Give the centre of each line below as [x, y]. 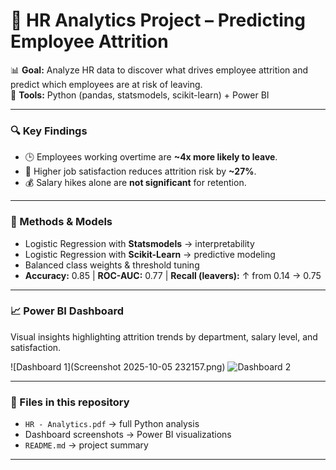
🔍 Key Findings [49, 131]
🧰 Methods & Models [61, 222]
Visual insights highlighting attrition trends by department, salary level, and [164, 336]
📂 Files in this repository [70, 402]
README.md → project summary [86, 445]
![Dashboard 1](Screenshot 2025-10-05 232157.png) [118, 366]
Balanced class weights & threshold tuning [112, 265]
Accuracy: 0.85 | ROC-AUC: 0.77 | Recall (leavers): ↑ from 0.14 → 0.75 [173, 275]
